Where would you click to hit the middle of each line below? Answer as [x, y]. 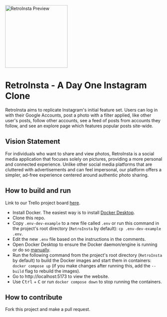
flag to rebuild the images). [53, 271]
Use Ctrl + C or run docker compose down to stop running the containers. [87, 281]
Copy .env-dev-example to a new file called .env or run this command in [86, 223]
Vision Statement [33, 141]
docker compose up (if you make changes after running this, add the [81, 265]
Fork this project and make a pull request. [48, 309]
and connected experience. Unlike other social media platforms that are [79, 164]
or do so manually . [31, 249]
